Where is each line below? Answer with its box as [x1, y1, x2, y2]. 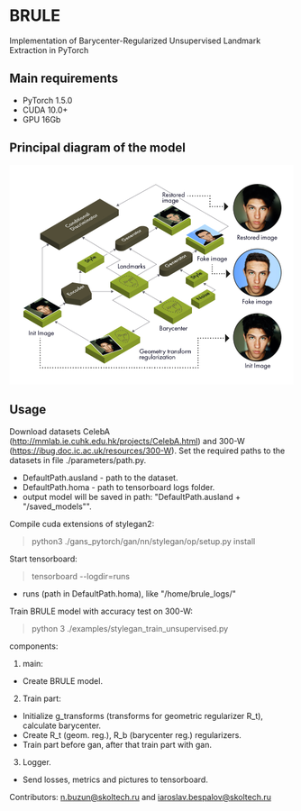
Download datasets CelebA [9, 425, 111, 437]
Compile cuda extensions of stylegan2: [9, 518, 155, 529]
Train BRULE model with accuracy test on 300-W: [9, 606, 194, 616]
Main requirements [9, 71, 119, 87]
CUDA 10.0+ [22, 105, 68, 115]
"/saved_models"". [22, 501, 92, 512]
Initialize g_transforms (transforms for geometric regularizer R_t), [22, 710, 264, 721]
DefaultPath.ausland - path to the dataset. [22, 472, 178, 483]
